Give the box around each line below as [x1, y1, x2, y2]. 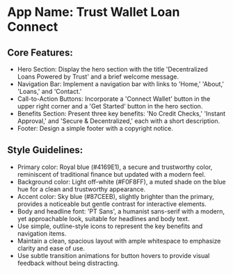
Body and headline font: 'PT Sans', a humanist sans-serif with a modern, [17, 207, 225, 216]
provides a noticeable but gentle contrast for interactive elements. [17, 200, 207, 208]
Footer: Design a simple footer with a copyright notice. [17, 124, 174, 132]
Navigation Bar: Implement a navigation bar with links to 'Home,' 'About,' [17, 80, 225, 88]
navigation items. [17, 229, 67, 237]
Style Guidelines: [7, 144, 83, 156]
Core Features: [7, 47, 73, 58]
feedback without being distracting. [17, 259, 120, 267]
